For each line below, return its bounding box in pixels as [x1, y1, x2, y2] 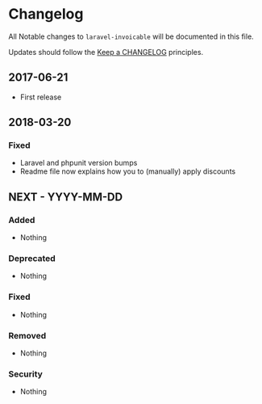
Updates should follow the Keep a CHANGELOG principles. [8, 47, 204, 57]
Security [8, 368, 43, 380]
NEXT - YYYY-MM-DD [8, 190, 123, 204]
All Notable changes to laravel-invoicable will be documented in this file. [8, 32, 254, 41]
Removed [8, 330, 47, 341]
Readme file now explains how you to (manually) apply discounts [19, 166, 236, 176]
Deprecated [8, 253, 56, 264]
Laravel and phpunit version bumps [19, 158, 138, 168]
